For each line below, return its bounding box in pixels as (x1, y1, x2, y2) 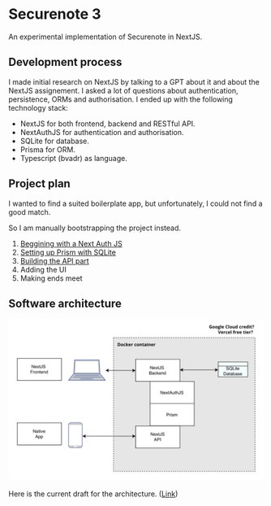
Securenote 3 (8, 5, 101, 24)
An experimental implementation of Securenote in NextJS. (8, 32, 203, 41)
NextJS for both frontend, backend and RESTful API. (19, 119, 196, 129)
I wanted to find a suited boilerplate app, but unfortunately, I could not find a (8, 198, 263, 208)
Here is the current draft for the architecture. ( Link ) (8, 489, 179, 499)
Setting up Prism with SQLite (19, 247, 116, 257)
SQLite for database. (19, 136, 89, 146)
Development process (8, 55, 123, 69)
